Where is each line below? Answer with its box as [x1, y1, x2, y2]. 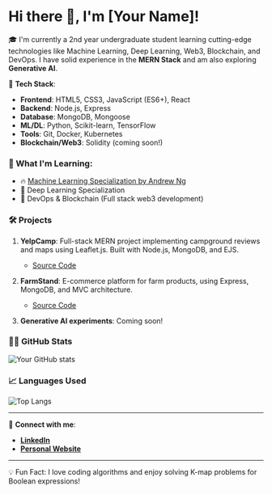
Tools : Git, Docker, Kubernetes [19, 129, 123, 138]
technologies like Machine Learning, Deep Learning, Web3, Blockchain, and [8, 46, 261, 56]
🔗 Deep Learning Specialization [19, 185, 125, 195]
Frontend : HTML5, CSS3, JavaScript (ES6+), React [19, 95, 190, 104]
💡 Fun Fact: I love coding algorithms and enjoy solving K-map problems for [8, 467, 257, 477]
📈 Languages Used [8, 375, 87, 386]
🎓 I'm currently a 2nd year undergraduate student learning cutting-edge [8, 34, 253, 44]
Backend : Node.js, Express [19, 103, 112, 112]
